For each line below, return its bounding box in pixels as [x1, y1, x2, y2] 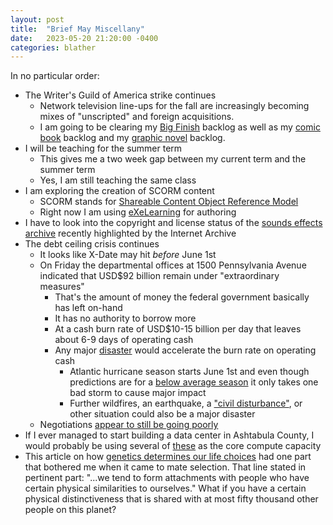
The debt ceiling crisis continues [24, 238, 160, 250]
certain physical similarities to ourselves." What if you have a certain [24, 482, 307, 495]
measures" [39, 281, 85, 293]
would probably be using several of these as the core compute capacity [24, 440, 322, 452]
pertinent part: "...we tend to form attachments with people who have [24, 472, 310, 484]
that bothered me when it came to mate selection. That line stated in [24, 461, 307, 473]
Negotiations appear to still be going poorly [39, 419, 219, 431]
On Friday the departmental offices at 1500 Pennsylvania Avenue [39, 259, 307, 271]
